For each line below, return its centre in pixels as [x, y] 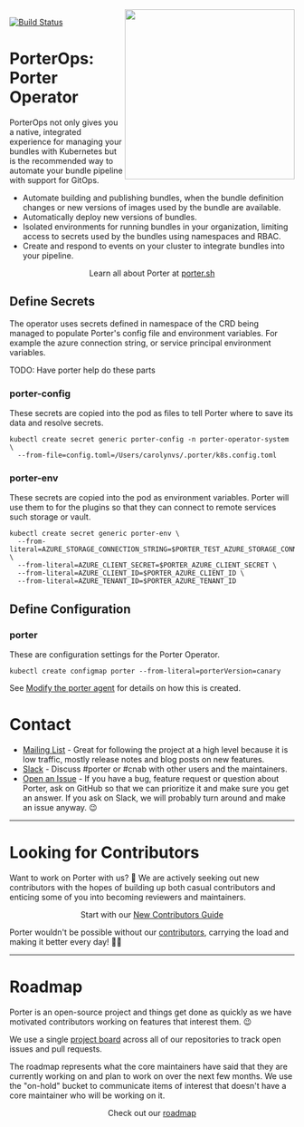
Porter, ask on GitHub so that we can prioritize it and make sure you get [156, 788]
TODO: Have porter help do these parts [82, 370]
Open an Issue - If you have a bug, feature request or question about [151, 778]
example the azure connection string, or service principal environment [140, 343]
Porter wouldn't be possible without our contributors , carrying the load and [149, 932]
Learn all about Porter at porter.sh [152, 273]
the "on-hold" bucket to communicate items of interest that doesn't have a [148, 1085]
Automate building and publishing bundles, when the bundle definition [153, 198]
